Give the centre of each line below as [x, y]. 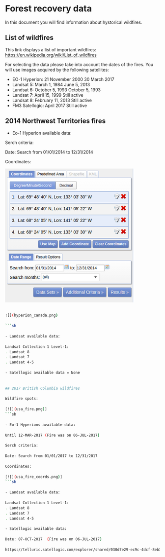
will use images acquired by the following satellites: [57, 70]
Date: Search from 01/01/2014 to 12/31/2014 [49, 152]
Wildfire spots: [22, 399]
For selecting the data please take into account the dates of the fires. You [79, 64]
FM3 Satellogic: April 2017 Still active [50, 105]
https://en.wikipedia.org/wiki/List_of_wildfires [51, 55]
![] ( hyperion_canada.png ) [31, 316]
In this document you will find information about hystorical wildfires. [74, 22]
